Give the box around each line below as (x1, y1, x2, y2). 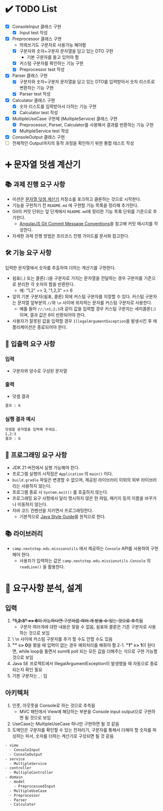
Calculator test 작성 (19, 109, 58, 115)
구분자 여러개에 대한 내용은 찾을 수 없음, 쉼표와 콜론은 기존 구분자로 (19, 624, 147, 630)
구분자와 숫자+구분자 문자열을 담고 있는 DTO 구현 (19, 48, 114, 54)
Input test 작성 (19, 30, 48, 35)
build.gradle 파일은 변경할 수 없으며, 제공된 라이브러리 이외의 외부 (12, 477, 140, 483)
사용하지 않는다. (21, 483, 52, 489)
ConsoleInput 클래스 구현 (12, 24, 61, 29)
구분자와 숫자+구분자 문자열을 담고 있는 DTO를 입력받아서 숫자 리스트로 (19, 79, 155, 85)
